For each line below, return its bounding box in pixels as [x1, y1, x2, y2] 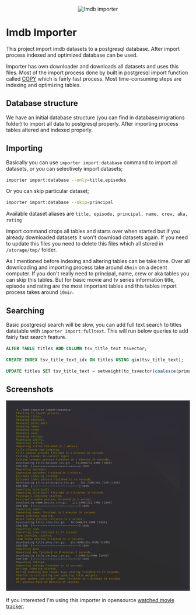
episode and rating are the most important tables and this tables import [6, 282, 177, 289]
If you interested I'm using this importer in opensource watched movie [6, 597, 175, 604]
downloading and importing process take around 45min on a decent [6, 264, 167, 271]
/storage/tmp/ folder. [6, 246, 57, 254]
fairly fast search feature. [6, 334, 67, 341]
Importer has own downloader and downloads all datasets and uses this [6, 63, 179, 70]
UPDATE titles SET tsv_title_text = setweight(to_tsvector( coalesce [6, 368, 176, 374]
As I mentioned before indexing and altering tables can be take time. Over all [6, 258, 190, 265]
